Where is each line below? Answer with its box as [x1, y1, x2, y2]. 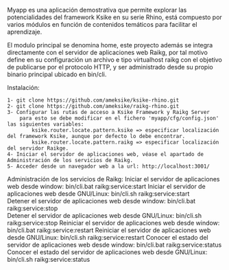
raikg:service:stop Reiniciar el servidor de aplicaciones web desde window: [7, 219, 220, 227]
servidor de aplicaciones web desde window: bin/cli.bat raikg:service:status [7, 240, 222, 249]
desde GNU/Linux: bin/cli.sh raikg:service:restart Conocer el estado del [7, 234, 208, 241]
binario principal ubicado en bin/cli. [7, 70, 107, 78]
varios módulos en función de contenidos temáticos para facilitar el [7, 21, 197, 28]
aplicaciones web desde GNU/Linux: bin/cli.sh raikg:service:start [7, 190, 190, 198]
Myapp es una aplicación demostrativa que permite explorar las [7, 6, 187, 14]
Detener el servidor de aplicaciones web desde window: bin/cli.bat [7, 197, 196, 205]
